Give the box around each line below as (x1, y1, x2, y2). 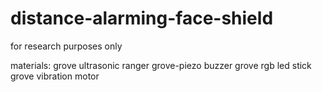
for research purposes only (10, 40, 123, 52)
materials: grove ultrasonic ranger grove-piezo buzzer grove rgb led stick (10, 59, 312, 71)
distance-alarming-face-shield (10, 7, 274, 30)
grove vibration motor (10, 70, 100, 82)
